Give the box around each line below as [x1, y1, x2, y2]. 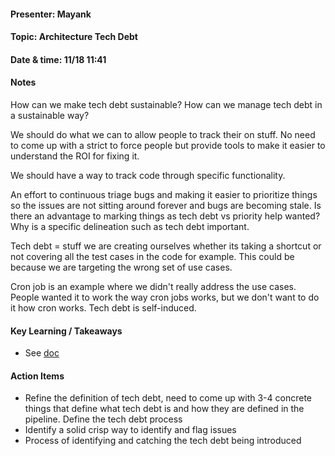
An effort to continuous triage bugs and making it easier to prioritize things [10, 188, 318, 200]
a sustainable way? [10, 109, 90, 121]
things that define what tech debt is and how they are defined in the [24, 403, 305, 415]
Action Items [10, 370, 65, 382]
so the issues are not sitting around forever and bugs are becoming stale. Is [10, 199, 322, 211]
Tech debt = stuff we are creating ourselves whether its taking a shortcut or [10, 240, 322, 252]
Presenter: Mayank [10, 8, 92, 20]
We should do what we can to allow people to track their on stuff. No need [10, 128, 316, 140]
